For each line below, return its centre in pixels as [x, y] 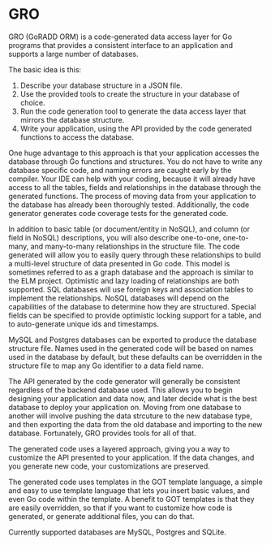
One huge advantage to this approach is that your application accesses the [134, 153]
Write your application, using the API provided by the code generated [136, 128]
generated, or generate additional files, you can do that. [101, 516]
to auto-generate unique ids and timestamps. [84, 324]
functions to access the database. [77, 137]
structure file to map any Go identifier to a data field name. [106, 365]
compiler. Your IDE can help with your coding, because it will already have [132, 179]
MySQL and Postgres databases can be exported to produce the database [133, 340]
